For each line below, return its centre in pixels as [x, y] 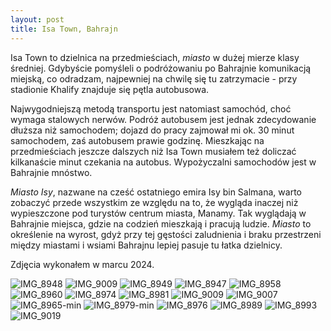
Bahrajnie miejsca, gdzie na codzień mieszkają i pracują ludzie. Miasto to [161, 223]
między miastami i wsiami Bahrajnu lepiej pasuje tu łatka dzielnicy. [146, 245]
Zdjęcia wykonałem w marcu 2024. [82, 264]
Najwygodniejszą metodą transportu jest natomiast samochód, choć [151, 108]
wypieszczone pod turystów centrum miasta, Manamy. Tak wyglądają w [158, 213]
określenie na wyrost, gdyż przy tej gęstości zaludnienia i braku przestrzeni [166, 234]
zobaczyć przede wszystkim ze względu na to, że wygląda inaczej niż [154, 202]
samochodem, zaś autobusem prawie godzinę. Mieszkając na [137, 140]
